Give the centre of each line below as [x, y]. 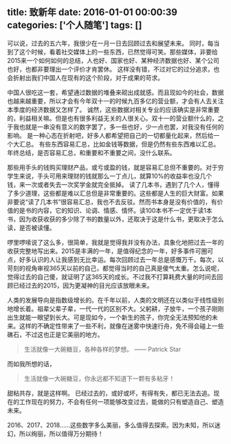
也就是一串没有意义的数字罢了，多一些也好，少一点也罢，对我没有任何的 [121, 127]
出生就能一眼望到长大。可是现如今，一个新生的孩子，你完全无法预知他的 [109, 317]
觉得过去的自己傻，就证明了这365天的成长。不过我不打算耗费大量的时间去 [112, 276]
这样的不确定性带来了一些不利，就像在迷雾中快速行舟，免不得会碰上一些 [121, 325]
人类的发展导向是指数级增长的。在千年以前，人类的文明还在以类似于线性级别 [115, 300]
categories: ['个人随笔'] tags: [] [75, 25]
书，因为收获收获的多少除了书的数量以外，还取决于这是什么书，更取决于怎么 [115, 219]
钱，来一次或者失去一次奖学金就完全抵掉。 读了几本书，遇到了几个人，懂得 [113, 184]
